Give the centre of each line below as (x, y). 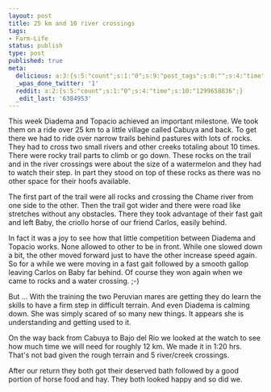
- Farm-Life (28, 38)
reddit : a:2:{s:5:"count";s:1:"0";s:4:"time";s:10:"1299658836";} (129, 91)
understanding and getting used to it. (70, 323)
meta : (17, 69)
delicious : (34, 76)
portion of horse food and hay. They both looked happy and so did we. (125, 379)
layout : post (30, 16)
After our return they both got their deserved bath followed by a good (124, 371)
